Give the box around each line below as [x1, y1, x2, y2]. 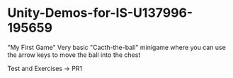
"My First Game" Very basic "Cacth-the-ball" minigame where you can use [7, 43, 227, 51]
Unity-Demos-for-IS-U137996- [7, 5, 193, 21]
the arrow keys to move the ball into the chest [7, 51, 141, 59]
